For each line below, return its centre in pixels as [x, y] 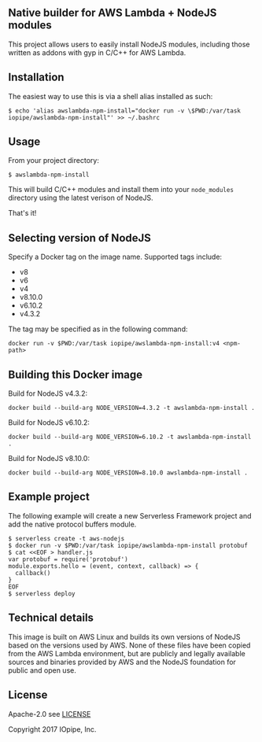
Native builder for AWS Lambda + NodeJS [113, 13]
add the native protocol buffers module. [72, 524]
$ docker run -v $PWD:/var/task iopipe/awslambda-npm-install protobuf [128, 545]
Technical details [51, 618]
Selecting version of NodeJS [80, 238]
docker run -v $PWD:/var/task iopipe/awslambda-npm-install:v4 [114, 344]
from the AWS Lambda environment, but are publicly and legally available [127, 653]
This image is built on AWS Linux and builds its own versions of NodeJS [125, 637]
